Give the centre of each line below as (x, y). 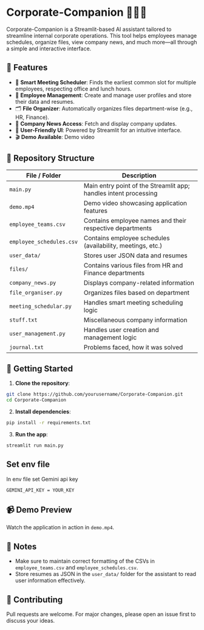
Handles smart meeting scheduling (134, 302)
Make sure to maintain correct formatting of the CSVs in (85, 561)
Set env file (28, 465)
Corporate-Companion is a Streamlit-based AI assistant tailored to (89, 29)
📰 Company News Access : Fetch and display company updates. (96, 123)
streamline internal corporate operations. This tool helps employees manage (102, 35)
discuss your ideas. (31, 621)
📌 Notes (22, 547)
